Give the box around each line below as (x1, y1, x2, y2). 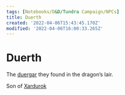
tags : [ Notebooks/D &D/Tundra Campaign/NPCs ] (6, 8, 120, 15)
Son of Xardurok (6, 82, 47, 90)
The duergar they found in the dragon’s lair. (6, 71, 114, 78)
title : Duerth (6, 14, 42, 20)
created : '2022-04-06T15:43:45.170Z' (6, 20, 101, 26)
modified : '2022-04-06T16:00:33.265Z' (6, 25, 103, 32)
